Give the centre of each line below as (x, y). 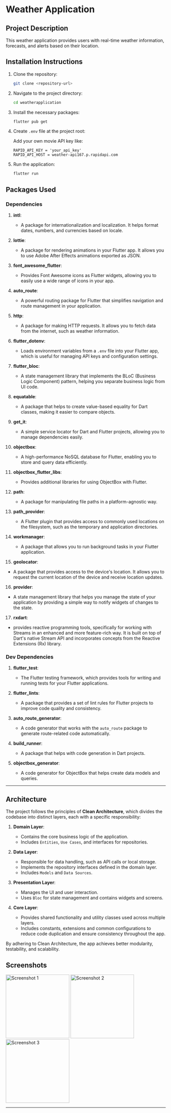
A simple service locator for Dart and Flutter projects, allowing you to (93, 432)
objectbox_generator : (36, 763)
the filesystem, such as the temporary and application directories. (89, 527)
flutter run (26, 174)
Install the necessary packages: (46, 112)
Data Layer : (25, 852)
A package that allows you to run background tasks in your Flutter (90, 547)
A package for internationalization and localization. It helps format (90, 225)
